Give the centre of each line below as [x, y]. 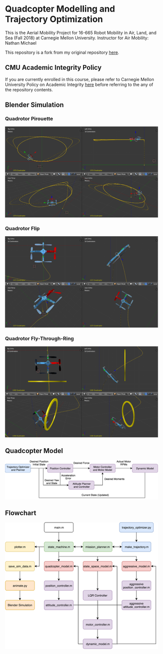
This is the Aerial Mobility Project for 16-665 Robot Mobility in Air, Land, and [81, 33]
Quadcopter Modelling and [60, 9]
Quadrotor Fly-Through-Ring [40, 338]
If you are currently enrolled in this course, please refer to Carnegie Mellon [80, 79]
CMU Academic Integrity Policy [53, 68]
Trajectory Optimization [54, 19]
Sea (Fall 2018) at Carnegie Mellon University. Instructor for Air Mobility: [77, 38]
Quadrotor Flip [23, 229]
